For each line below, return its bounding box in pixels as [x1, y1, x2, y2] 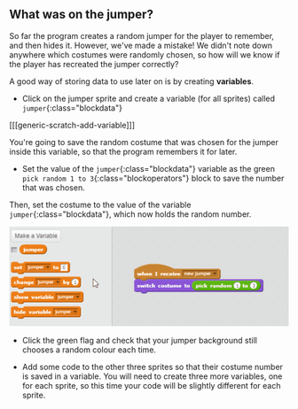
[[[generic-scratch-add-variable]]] [9, 120, 136, 130]
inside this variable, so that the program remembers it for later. [9, 146, 238, 157]
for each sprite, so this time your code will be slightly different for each [21, 381, 281, 391]
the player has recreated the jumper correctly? [9, 58, 179, 69]
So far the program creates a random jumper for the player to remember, [9, 30, 275, 41]
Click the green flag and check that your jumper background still [21, 336, 257, 346]
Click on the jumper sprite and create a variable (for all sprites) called [21, 93, 276, 104]
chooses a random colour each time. [21, 344, 157, 355]
